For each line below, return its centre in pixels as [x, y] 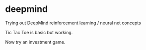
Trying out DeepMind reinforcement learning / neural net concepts [73, 23]
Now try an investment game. [35, 42]
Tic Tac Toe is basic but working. [39, 32]
